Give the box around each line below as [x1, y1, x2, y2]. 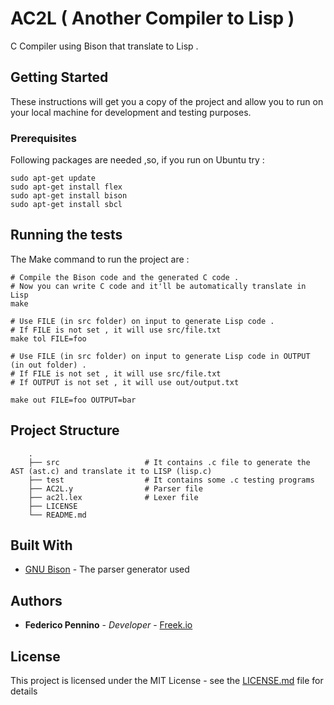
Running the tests [10, 227, 123, 244]
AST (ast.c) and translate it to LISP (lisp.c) [10, 466, 213, 476]
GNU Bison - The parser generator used [24, 563, 190, 576]
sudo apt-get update [10, 173, 97, 184]
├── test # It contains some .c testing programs [28, 475, 315, 485]
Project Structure [10, 422, 120, 439]
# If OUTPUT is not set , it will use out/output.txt [10, 377, 240, 387]
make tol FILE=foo [10, 333, 87, 344]
